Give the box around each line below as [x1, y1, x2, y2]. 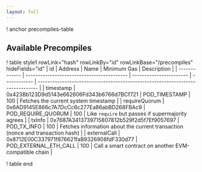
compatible [6, 148, 34, 156]
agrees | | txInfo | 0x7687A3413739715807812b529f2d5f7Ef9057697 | [6, 116, 180, 124]
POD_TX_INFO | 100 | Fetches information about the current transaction [6, 123, 184, 130]
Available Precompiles [6, 43, 92, 53]
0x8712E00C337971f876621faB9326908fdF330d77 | [6, 136, 137, 143]
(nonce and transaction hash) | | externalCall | [6, 129, 121, 136]
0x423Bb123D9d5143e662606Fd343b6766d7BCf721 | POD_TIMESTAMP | [6, 91, 191, 98]
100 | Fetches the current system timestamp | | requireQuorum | [6, 97, 165, 104]
